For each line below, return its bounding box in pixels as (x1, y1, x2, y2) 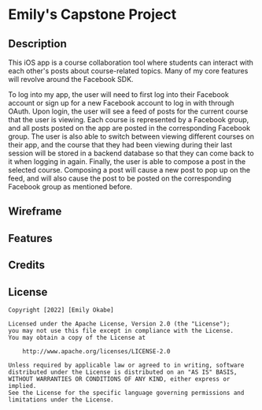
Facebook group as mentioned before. (8, 182, 133, 191)
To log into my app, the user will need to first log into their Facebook (8, 90, 230, 99)
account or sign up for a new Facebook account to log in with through (8, 99, 234, 107)
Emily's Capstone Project (8, 6, 177, 24)
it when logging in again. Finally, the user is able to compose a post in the (8, 157, 246, 166)
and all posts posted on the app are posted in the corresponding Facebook (8, 124, 250, 132)
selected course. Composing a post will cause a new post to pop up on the (8, 166, 251, 174)
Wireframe (8, 205, 62, 218)
